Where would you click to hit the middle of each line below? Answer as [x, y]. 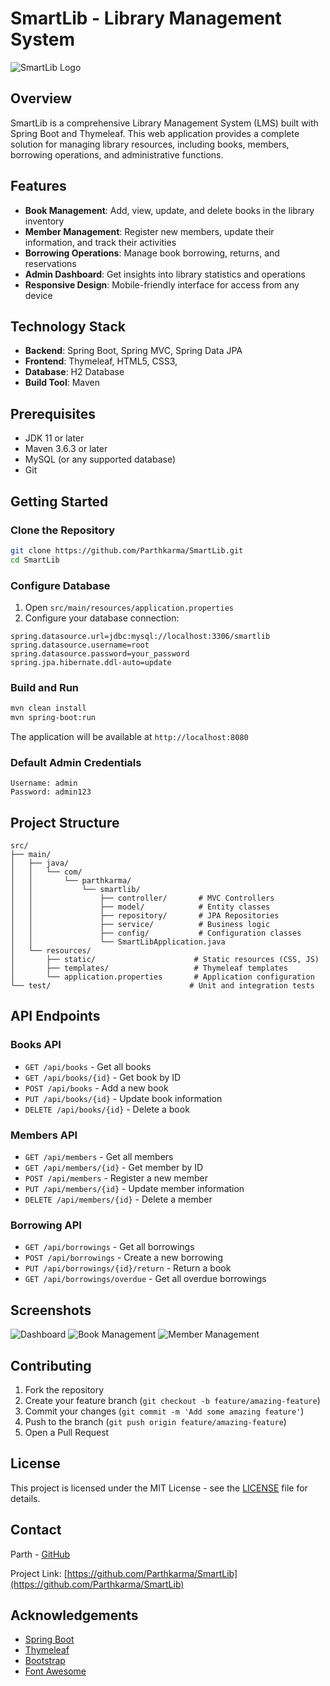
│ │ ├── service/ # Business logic [140, 925]
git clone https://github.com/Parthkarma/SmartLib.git [127, 550]
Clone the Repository [63, 530]
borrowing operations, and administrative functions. [117, 154]
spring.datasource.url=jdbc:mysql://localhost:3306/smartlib [140, 636]
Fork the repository [64, 1389]
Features [38, 186]
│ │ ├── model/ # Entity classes [140, 907]
